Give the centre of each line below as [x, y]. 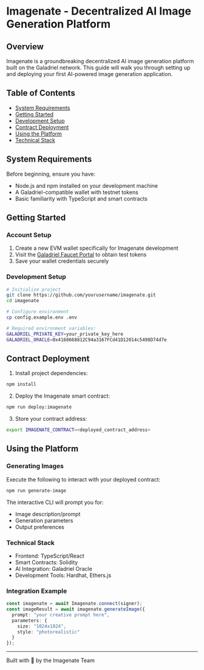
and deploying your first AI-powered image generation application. [90, 74]
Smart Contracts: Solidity [46, 562]
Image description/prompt [48, 514]
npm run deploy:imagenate [39, 407]
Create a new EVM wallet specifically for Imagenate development [97, 248]
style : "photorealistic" [49, 632]
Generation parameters [44, 520]
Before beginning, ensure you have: [51, 174]
